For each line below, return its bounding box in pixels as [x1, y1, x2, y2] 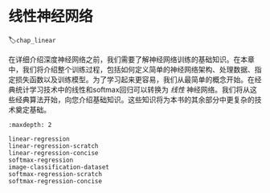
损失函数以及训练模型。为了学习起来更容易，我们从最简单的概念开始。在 [14, 74, 255, 84]
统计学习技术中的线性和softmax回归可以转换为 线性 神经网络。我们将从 [14, 84, 251, 94]
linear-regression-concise [8, 149, 99, 157]
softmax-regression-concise [8, 177, 103, 185]
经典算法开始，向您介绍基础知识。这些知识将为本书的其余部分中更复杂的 [14, 94, 255, 105]
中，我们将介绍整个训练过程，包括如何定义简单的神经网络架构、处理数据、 [8, 64, 255, 74]
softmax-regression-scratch [8, 170, 103, 178]
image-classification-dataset [8, 162, 110, 171]
